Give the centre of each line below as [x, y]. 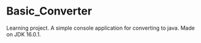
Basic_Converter [49, 11]
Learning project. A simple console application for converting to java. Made [100, 28]
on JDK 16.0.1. [24, 34]
